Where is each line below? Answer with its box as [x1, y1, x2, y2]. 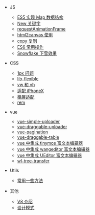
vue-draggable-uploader [17, 124, 68, 129]
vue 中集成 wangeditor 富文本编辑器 [17, 146, 90, 152]
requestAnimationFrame [17, 26, 66, 31]
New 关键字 [17, 21, 41, 26]
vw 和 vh [17, 82, 35, 88]
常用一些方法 [17, 178, 43, 184]
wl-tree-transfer [17, 158, 50, 164]
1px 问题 [17, 70, 34, 76]
